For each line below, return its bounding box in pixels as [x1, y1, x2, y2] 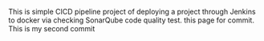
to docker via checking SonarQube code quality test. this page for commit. [8, 15, 255, 25]
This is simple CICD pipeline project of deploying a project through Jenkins [8, 7, 256, 16]
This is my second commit [8, 24, 95, 33]
